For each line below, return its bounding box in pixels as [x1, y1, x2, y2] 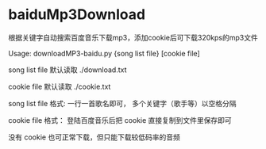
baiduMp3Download [8, 6, 145, 24]
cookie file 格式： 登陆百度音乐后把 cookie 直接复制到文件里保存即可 [8, 115, 232, 124]
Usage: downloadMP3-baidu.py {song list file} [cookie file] [8, 48, 200, 58]
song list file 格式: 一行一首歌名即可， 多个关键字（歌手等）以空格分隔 [8, 98, 237, 108]
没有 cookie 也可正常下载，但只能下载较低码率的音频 [8, 132, 180, 142]
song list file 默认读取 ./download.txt [8, 65, 127, 74]
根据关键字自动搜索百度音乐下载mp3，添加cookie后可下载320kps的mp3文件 [8, 32, 258, 42]
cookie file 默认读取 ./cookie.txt [8, 82, 111, 91]
